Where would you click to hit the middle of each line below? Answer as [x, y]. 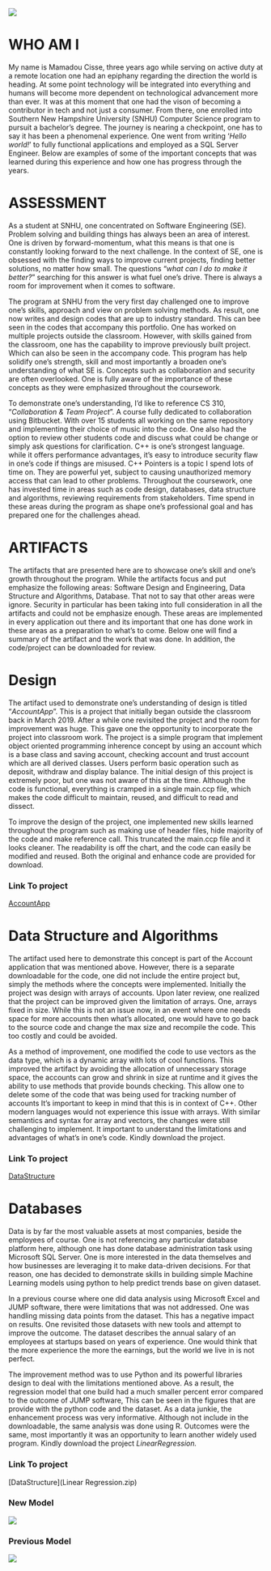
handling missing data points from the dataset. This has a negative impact [131, 1316]
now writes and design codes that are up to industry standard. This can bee [135, 318]
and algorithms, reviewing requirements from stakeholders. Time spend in [131, 497]
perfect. [21, 1359]
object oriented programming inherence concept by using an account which [135, 746]
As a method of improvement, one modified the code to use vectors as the [132, 1051]
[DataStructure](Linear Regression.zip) [73, 1482]
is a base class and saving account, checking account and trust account [129, 754]
